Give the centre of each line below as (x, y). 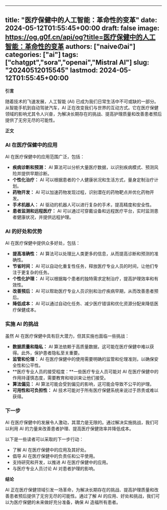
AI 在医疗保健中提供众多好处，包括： (43, 243)
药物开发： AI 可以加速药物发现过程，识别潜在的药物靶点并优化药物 (81, 192)
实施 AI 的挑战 (22, 324)
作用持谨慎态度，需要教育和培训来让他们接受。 (60, 378)
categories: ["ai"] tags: (42, 55)
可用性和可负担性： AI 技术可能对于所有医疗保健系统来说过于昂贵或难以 (85, 390)
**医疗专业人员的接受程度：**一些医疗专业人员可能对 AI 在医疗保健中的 (85, 371)
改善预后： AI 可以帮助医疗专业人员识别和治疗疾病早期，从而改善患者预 (85, 291)
